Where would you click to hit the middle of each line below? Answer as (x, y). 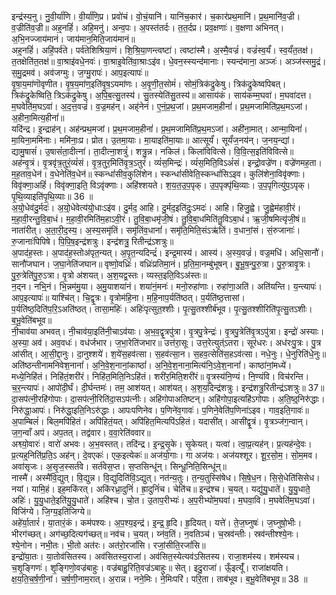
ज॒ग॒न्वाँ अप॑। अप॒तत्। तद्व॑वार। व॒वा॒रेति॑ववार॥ (81, 432)
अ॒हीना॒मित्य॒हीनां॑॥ (38, 117)
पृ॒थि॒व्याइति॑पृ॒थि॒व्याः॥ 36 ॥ (52, 196)
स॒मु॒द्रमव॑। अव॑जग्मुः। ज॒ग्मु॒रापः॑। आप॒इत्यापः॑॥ (80, 72)
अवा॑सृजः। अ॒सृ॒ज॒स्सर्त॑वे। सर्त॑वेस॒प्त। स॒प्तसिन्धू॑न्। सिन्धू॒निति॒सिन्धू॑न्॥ (119, 466)
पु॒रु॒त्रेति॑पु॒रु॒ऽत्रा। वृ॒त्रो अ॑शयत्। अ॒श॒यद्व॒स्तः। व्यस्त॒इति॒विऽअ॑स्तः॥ (109, 275)
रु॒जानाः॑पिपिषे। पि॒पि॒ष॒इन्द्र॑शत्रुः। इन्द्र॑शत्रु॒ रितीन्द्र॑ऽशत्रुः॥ (92, 241)
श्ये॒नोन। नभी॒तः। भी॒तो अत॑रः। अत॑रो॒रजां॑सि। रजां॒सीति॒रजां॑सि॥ (108, 545)
